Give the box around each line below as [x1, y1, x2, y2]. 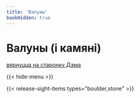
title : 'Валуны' [6, 9, 48, 15]
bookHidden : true [6, 15, 51, 21]
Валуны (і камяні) [6, 41, 101, 55]
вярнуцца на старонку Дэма [6, 61, 81, 69]
